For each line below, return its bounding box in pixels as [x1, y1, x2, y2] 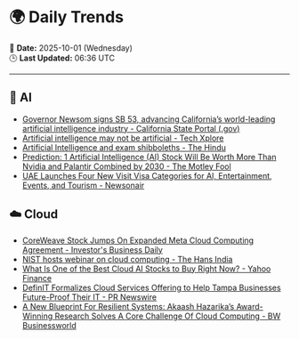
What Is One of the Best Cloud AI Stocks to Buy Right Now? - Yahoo [21, 263, 271, 274]
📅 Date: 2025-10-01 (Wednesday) [9, 42, 133, 53]
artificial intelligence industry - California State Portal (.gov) [21, 123, 240, 133]
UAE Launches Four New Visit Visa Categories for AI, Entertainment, [21, 170, 273, 181]
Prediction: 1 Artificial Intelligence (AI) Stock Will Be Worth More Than [21, 151, 277, 162]
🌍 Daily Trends [9, 7, 125, 28]
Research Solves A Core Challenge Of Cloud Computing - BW [54, 311, 281, 321]
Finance [21, 272, 53, 283]
